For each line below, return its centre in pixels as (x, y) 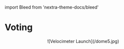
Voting (19, 27)
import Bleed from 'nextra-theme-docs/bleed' (52, 7)
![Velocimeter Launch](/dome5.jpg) (83, 41)
